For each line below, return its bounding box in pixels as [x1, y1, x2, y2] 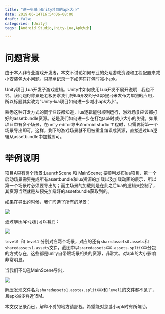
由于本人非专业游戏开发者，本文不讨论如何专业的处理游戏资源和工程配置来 [5, 70, 156, 76]
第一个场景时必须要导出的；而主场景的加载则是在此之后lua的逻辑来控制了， [5, 183, 158, 188]
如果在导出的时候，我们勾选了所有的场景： [5, 199, 91, 205]
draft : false [5, 16, 32, 21]
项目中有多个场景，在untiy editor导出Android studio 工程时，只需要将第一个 [5, 122, 158, 127]
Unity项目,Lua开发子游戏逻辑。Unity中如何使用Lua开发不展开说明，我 [5, 87, 146, 93]
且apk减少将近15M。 [5, 293, 47, 299]
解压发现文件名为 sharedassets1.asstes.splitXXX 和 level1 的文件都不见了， [5, 287, 157, 293]
